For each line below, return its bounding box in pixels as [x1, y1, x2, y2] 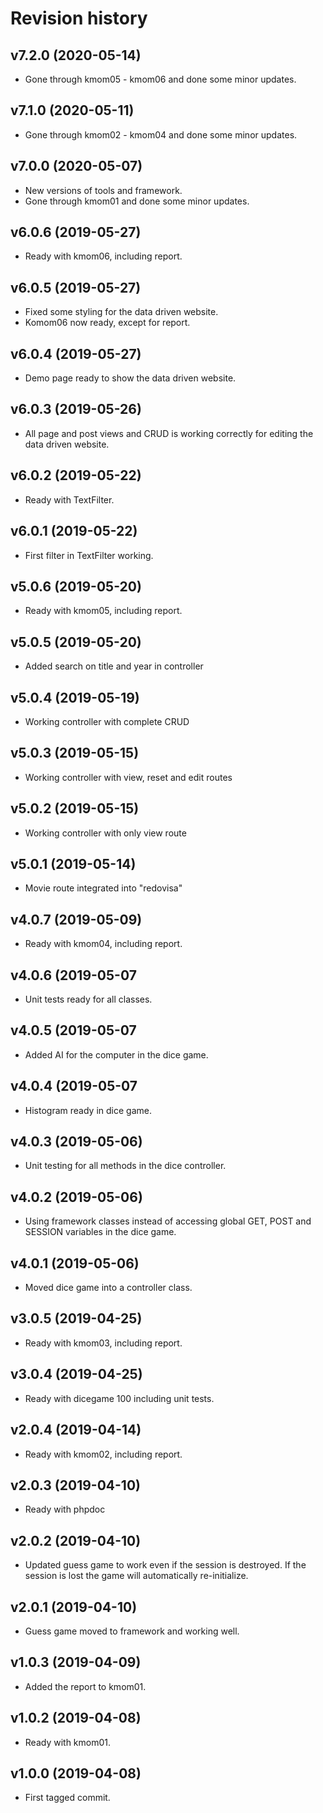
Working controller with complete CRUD [24, 715, 190, 727]
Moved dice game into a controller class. [24, 1282, 193, 1294]
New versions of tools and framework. [24, 184, 183, 196]
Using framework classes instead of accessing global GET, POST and [24, 1215, 312, 1227]
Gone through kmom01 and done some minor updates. [24, 195, 250, 207]
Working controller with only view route [24, 827, 187, 839]
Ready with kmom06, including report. [24, 250, 183, 262]
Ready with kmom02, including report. [24, 1448, 183, 1460]
